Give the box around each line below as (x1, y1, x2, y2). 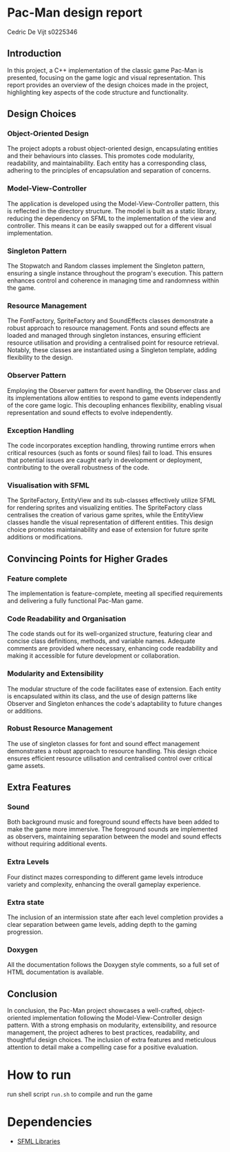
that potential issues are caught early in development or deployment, (7, 456, 202, 464)
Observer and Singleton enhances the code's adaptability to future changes (7, 699, 222, 707)
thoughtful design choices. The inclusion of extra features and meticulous (7, 1036, 217, 1044)
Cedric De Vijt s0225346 (7, 28, 78, 36)
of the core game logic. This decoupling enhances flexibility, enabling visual (7, 401, 222, 409)
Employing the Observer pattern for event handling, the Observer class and (7, 386, 220, 394)
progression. (7, 928, 43, 937)
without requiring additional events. (7, 840, 107, 848)
